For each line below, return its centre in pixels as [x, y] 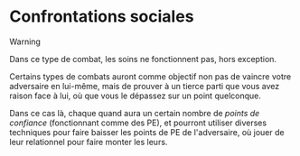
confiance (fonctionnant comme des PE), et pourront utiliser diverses [138, 123]
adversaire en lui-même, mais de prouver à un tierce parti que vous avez [145, 86]
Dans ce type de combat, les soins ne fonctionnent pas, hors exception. [143, 59]
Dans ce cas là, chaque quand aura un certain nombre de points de [135, 113]
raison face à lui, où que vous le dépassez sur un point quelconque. [136, 96]
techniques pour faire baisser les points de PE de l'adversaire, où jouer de [147, 132]
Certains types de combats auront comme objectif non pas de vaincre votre [150, 76]
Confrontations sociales [102, 17]
